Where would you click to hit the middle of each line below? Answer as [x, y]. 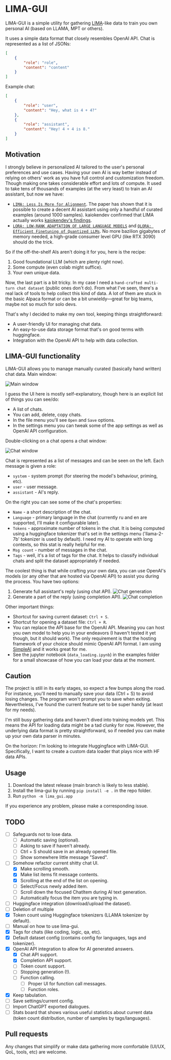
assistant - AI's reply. [36, 492]
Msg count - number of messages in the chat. [60, 550]
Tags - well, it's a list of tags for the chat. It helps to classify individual [86, 555]
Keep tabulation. [30, 995]
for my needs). [21, 710]
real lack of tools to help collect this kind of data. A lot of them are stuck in [83, 293]
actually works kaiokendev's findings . [52, 220]
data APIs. [16, 757]
